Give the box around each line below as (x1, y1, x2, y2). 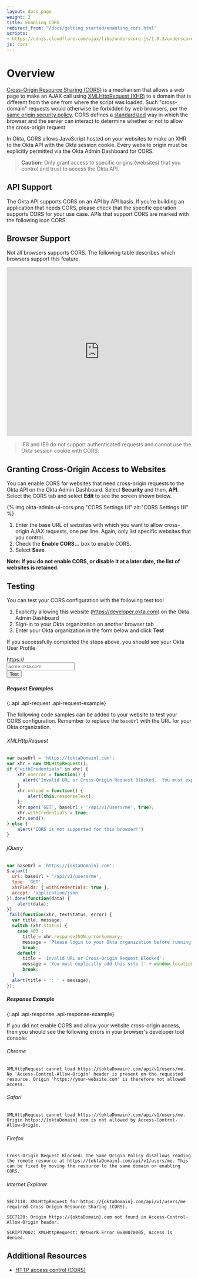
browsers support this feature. (6, 255, 80, 262)
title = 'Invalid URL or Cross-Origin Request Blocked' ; (22, 956, 165, 961)
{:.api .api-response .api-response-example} (6, 1010, 115, 1017)
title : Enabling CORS (6, 19, 60, 25)
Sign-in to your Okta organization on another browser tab (15, 621, 155, 628)
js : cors (6, 42, 28, 48)
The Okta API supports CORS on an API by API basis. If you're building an (6, 198, 184, 205)
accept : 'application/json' (12, 890, 81, 896)
